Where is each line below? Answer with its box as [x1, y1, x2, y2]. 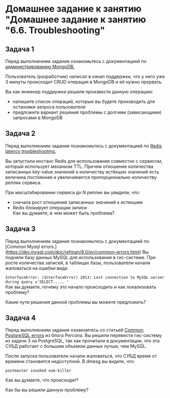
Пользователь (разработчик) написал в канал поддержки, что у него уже [5, 74, 165, 79]
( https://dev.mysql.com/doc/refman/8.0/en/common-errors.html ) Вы [5, 249, 149, 255]
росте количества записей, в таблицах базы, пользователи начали [5, 260, 151, 266]
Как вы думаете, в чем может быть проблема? [12, 210, 115, 216]
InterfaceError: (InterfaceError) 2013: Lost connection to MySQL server [5, 275, 165, 280]
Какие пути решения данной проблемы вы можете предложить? [5, 299, 146, 305]
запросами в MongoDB [12, 115, 63, 121]
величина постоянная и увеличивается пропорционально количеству [5, 174, 157, 180]
